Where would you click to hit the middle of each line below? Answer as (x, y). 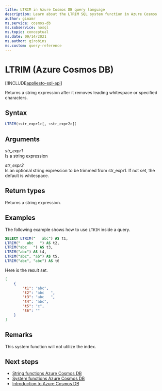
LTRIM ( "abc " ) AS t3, (29, 247)
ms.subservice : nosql (27, 28)
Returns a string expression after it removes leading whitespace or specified (81, 92)
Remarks (19, 335)
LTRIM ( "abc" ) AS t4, (26, 252)
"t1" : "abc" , (36, 288)
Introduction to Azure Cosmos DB (46, 384)
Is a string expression (26, 156)
